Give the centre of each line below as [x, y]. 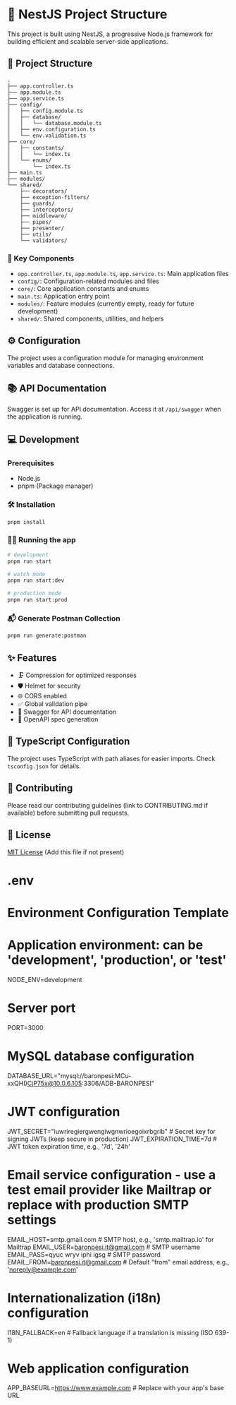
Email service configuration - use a [112, 1174]
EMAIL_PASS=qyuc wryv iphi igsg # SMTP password [84, 1254]
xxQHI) [18, 1083]
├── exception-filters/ [55, 197]
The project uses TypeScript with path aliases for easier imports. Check [111, 758]
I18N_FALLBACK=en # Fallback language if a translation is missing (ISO [110, 1332]
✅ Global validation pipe [52, 704]
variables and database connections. [61, 365]
